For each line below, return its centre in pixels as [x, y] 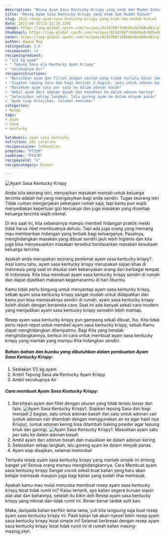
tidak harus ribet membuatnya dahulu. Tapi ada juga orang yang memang [79, 228]
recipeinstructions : [26, 74]
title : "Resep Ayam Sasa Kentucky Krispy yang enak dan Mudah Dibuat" [79, 14]
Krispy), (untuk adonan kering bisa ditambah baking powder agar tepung [86, 424]
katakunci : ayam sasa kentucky [37, 137]
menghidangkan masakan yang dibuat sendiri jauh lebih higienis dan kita [79, 239]
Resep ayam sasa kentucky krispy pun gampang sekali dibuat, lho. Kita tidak [82, 320]
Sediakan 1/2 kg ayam [34, 369]
